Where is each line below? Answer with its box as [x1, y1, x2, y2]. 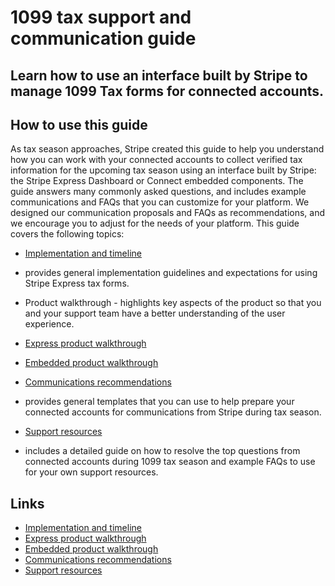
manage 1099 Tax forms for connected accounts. [10, 82, 325, 100]
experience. [24, 318, 75, 330]
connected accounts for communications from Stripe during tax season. [24, 406, 322, 418]
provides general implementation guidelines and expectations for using [24, 267, 318, 279]
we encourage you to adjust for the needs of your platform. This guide [10, 217, 300, 230]
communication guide [10, 27, 197, 50]
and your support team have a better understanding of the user [24, 307, 286, 320]
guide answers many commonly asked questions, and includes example [10, 186, 307, 198]
